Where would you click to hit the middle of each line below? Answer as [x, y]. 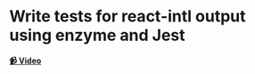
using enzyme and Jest [97, 35]
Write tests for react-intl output [127, 16]
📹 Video [25, 61]
